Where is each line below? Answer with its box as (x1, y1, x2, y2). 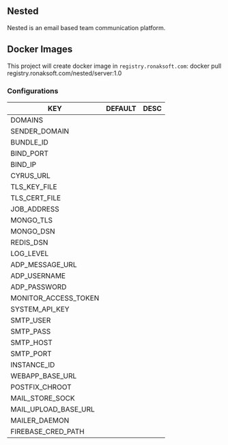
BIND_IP (10, 160, 37, 169)
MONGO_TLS (10, 215, 53, 225)
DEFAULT (105, 103, 137, 113)
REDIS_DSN (10, 238, 48, 247)
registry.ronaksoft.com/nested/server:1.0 (7, 68, 122, 77)
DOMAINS (10, 115, 43, 125)
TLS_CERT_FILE (10, 193, 61, 203)
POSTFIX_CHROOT (10, 382, 72, 392)
